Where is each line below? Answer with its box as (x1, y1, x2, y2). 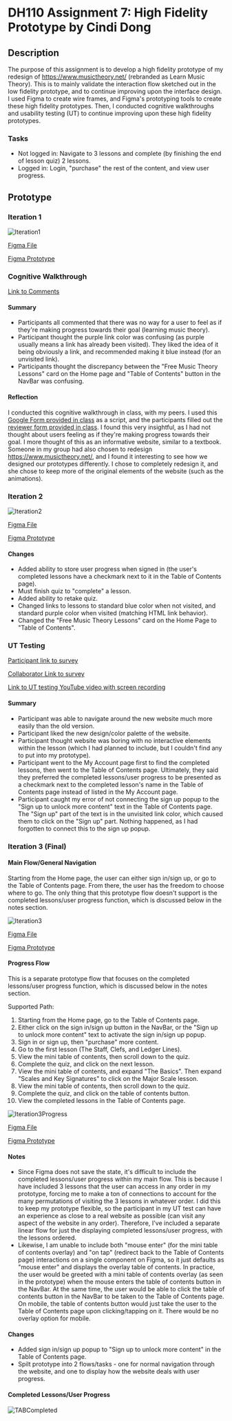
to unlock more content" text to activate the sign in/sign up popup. (17, 1031, 207, 1039)
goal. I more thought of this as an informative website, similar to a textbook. (8, 437, 222, 446)
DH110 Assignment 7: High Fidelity (8, 5, 209, 21)
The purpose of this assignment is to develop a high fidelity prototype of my (8, 66, 224, 73)
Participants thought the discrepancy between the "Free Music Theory (17, 362, 218, 370)
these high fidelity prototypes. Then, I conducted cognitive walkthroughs (8, 102, 214, 110)
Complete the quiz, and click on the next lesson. (17, 1060, 155, 1069)
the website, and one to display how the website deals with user (17, 1367, 200, 1375)
